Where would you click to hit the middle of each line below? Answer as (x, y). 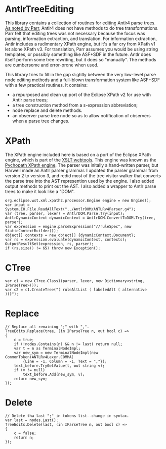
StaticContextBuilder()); (32, 231)
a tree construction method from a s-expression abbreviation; (75, 105)
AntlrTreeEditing (40, 9)
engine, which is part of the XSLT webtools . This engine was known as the (81, 160)
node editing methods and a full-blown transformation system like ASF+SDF (83, 80)
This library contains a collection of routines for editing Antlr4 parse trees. (80, 23)
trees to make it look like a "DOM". (40, 191)
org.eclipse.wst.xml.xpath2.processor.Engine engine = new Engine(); (78, 200)
